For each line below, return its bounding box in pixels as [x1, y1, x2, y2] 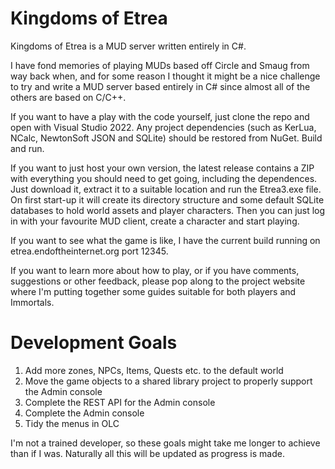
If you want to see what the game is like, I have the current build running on [10, 234, 321, 246]
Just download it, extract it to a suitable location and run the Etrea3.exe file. [10, 183, 322, 195]
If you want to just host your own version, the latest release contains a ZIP [10, 162, 315, 174]
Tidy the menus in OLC [24, 417, 120, 429]
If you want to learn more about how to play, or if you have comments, [10, 264, 300, 276]
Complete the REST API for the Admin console [24, 396, 216, 408]
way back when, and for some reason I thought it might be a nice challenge [10, 70, 321, 82]
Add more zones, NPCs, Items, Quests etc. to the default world [24, 364, 284, 376]
